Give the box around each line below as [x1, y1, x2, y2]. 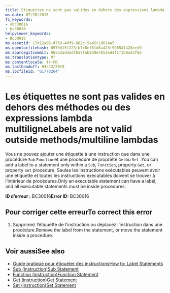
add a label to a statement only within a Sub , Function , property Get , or [5, 161, 152, 168]
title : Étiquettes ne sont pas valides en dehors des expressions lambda [5, 7, 165, 13]
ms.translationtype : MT [5, 54, 56, 60]
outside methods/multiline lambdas [5, 134, 158, 145]
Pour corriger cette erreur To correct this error [5, 208, 153, 217]
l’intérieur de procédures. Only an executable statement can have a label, [5, 178, 157, 184]
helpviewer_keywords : [5, 31, 51, 36]
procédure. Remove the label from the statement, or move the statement [12, 227, 163, 233]
